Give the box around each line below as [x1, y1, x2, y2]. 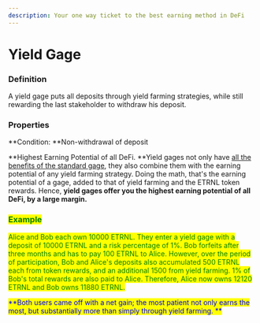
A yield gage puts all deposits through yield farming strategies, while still [8, 91, 243, 101]
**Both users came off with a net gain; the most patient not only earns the [8, 297, 251, 307]
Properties [8, 120, 50, 131]
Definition [8, 73, 47, 84]
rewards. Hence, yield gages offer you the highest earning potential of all [8, 186, 251, 195]
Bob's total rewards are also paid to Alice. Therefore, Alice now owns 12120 [8, 273, 252, 284]
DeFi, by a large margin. [8, 195, 87, 204]
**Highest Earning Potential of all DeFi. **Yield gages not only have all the [8, 153, 252, 162]
